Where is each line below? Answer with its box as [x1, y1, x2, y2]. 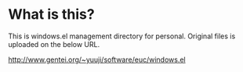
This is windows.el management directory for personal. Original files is [8, 31, 236, 41]
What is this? [8, 5, 96, 23]
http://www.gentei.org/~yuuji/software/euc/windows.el [8, 55, 186, 64]
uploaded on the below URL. [8, 39, 100, 49]
